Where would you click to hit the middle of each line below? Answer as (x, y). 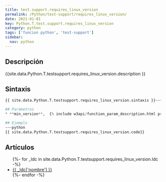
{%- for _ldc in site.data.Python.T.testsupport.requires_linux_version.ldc (85, 159)
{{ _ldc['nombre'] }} (32, 170)
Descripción (24, 62)
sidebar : (14, 37)
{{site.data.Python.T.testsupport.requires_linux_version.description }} (75, 73)
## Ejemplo (16, 123)
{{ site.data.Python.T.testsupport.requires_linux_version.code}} (75, 132)
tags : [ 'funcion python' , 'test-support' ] (49, 33)
